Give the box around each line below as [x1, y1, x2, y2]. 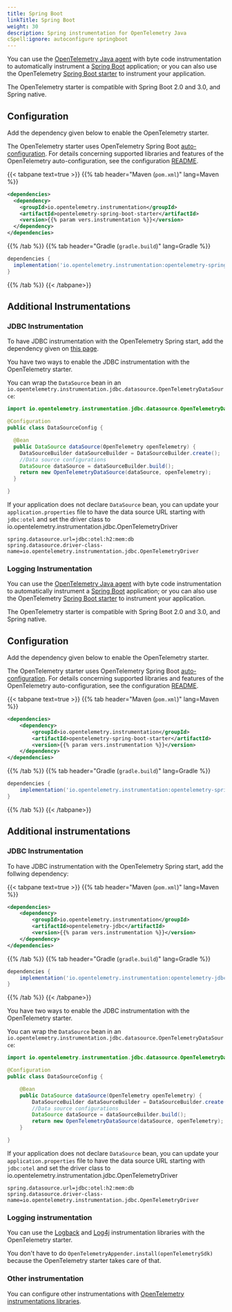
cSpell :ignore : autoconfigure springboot [7, 36, 128, 43]
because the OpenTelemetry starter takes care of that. [7, 1257, 162, 1265]
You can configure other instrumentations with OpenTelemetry [7, 1289, 184, 1297]
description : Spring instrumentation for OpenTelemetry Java [7, 29, 187, 37]
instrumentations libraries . [7, 1297, 81, 1305]
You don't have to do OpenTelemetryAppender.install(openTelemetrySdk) [7, 1249, 213, 1257]
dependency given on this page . [7, 344, 99, 353]
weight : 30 [7, 23, 39, 30]
